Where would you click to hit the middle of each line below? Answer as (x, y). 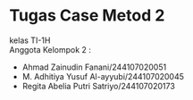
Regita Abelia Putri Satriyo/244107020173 (99, 86)
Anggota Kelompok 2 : (50, 49)
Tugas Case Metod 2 (87, 16)
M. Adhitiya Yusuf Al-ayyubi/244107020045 (103, 76)
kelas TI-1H (30, 40)
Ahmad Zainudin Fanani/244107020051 (94, 67)
